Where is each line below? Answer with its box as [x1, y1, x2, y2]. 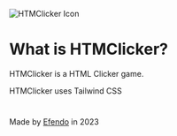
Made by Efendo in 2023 [9, 117, 99, 127]
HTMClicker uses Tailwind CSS [9, 85, 122, 96]
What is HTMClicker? [9, 40, 168, 59]
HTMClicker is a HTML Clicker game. [9, 68, 144, 79]
